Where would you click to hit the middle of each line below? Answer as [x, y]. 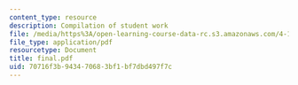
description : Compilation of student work [89, 26]
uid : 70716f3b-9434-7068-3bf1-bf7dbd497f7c [91, 67]
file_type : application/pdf [61, 42]
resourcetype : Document [53, 50]
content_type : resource [53, 17]
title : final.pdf [41, 58]
